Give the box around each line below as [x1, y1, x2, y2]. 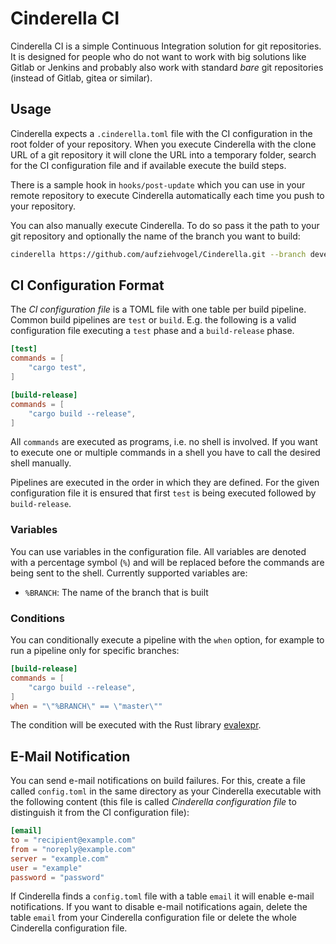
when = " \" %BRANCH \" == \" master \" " [10, 701, 163, 711]
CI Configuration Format [10, 277, 165, 294]
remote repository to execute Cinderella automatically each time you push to [10, 189, 325, 201]
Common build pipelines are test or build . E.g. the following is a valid [10, 314, 297, 326]
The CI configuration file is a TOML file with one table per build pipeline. [10, 303, 307, 316]
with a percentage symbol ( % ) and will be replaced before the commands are [10, 556, 325, 568]
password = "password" [10, 872, 105, 882]
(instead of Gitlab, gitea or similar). [10, 72, 153, 84]
